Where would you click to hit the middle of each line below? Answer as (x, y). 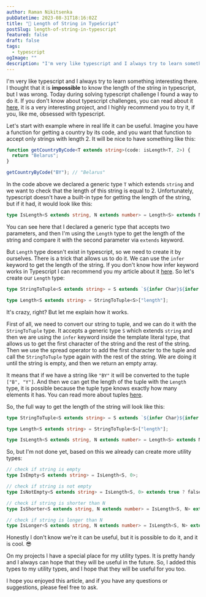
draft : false (23, 41)
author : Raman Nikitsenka (39, 12)
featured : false (27, 35)
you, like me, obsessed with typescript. (56, 114)
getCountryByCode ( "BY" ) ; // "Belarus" (56, 173)
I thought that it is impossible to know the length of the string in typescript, (101, 87)
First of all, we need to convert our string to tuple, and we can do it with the (101, 324)
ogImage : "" (21, 58)
